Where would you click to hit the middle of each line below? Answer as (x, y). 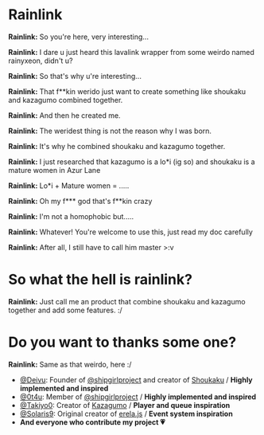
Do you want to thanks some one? (122, 342)
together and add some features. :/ (65, 310)
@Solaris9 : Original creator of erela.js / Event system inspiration (126, 413)
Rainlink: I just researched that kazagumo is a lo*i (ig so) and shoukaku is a (132, 162)
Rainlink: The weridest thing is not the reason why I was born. (110, 131)
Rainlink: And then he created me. (64, 115)
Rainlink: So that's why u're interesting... (75, 76)
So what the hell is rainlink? (101, 280)
